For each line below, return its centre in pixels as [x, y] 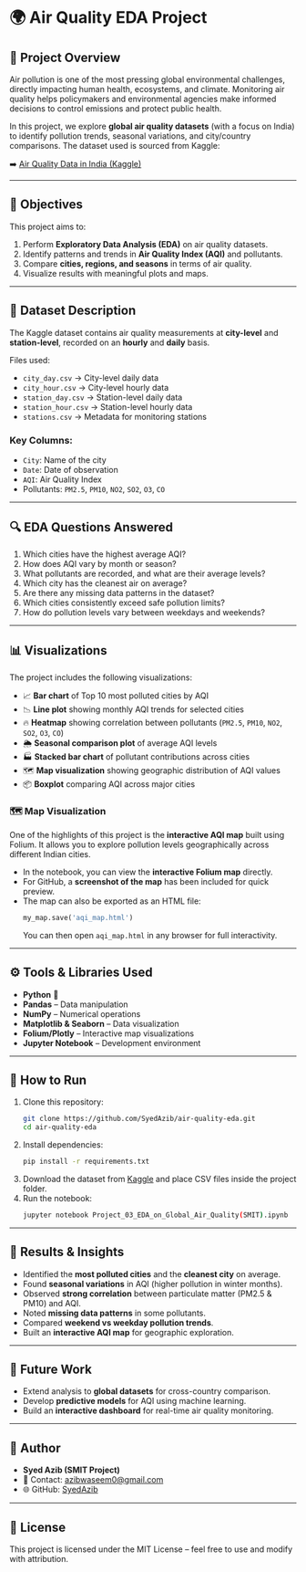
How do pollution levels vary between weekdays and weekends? [144, 612]
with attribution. [39, 1559]
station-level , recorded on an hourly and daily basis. [110, 342]
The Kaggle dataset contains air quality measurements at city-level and [144, 332]
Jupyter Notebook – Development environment [112, 1043]
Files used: [30, 360]
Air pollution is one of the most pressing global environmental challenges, [147, 79]
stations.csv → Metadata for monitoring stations [115, 416]
